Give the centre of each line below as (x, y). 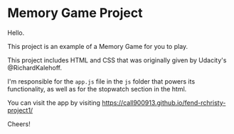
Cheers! (19, 124)
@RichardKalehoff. (35, 67)
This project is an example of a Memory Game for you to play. (98, 46)
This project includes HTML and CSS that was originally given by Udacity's (117, 60)
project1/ (20, 110)
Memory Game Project (75, 13)
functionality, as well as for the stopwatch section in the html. (97, 89)
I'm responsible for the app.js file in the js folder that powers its (101, 81)
